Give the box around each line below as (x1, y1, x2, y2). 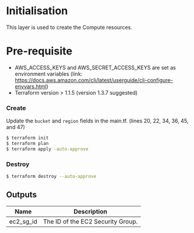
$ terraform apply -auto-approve (6, 146, 89, 152)
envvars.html (14, 83, 47, 90)
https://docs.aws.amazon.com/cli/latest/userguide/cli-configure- (14, 76, 173, 83)
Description (73, 207, 108, 215)
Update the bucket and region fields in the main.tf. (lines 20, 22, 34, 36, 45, (6, 117, 189, 125)
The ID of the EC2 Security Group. (43, 217, 138, 225)
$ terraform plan (6, 141, 49, 147)
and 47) (6, 124, 25, 131)
